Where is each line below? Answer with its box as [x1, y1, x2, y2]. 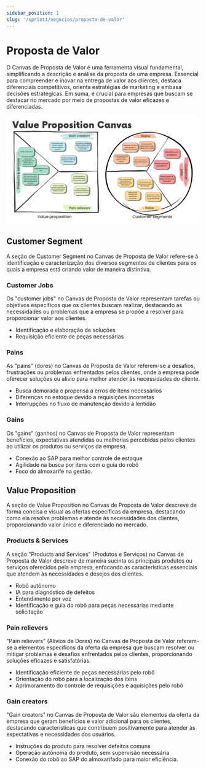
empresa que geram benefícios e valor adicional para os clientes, [6, 717, 172, 725]
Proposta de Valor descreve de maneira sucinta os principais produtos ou [6, 556, 192, 564]
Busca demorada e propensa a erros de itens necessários [15, 387, 162, 394]
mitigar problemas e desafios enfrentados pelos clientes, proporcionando [6, 650, 192, 658]
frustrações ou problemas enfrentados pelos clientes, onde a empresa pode [6, 369, 200, 376]
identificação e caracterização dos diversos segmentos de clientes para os [6, 259, 197, 267]
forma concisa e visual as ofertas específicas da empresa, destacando [6, 508, 186, 515]
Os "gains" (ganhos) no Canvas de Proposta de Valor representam [6, 429, 175, 437]
